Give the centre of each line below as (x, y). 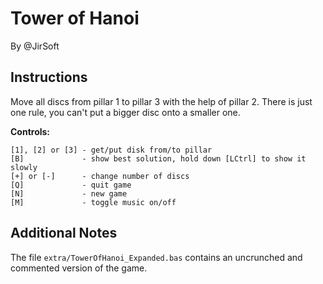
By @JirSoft (35, 46)
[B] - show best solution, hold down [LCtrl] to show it (158, 158)
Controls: (30, 131)
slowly (24, 167)
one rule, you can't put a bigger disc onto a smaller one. (125, 112)
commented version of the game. (79, 268)
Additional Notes (64, 233)
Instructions (49, 77)
